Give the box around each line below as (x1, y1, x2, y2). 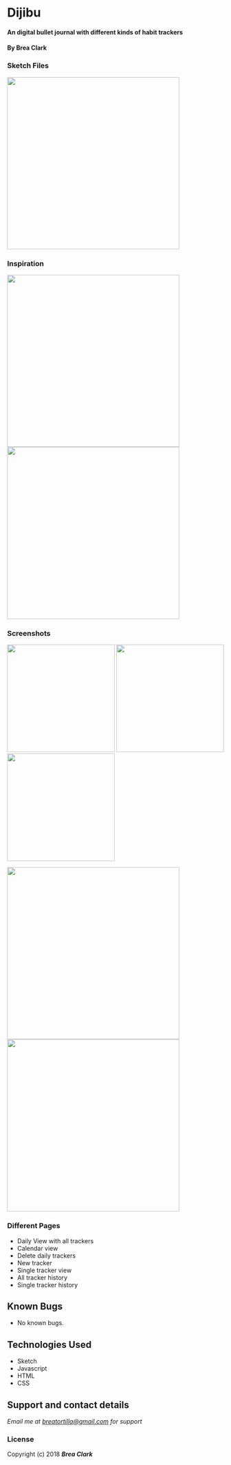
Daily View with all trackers (16, 1236, 94, 1245)
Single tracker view (16, 1266, 72, 1274)
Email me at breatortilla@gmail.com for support (7, 1417, 142, 1425)
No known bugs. (16, 1319, 64, 1327)
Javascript (16, 1364, 47, 1373)
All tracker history (16, 1273, 67, 1282)
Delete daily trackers (16, 1251, 76, 1260)
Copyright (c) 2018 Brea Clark (7, 1450, 93, 1458)
